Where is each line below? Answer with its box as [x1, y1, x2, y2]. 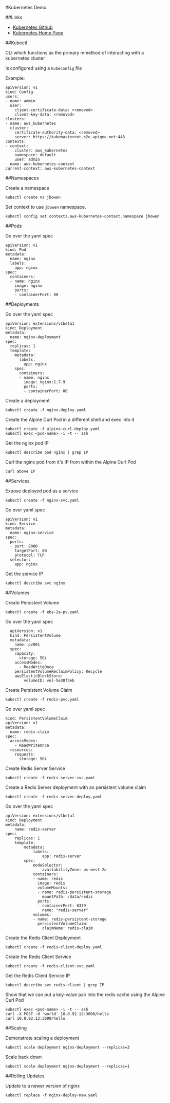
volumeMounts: [37, 885, 68, 890]
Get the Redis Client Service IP [5, 972, 70, 979]
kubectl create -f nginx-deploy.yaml [5, 408, 86, 413]
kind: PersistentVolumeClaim [5, 716, 68, 721]
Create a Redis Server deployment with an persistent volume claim [5, 784, 146, 791]
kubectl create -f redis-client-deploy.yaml [5, 945, 102, 950]
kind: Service [5, 521, 36, 526]
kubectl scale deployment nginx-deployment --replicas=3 [5, 1045, 130, 1050]
